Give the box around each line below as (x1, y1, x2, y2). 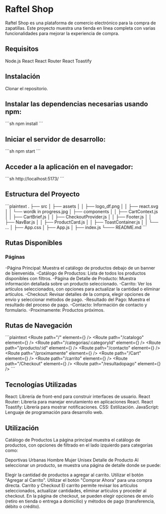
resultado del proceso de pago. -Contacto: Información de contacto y (5, 301, 147, 308)
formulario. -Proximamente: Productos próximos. (5, 307, 105, 313)
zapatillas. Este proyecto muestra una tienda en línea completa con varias (5, 25, 156, 31)
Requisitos (5, 45, 39, 53)
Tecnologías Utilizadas (5, 380, 77, 389)
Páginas (5, 254, 25, 261)
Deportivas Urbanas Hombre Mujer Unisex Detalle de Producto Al (5, 457, 139, 463)
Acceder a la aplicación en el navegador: (5, 163, 133, 171)
